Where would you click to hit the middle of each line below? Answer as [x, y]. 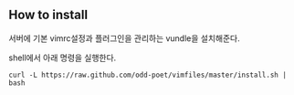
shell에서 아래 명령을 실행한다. [63, 58]
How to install [48, 15]
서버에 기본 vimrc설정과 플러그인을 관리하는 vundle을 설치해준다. [124, 38]
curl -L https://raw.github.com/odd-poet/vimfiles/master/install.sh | [147, 75]
